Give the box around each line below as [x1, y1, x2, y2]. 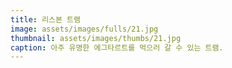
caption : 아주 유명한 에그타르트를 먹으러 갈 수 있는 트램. [10, 42, 224, 53]
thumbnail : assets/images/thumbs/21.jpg [10, 33, 182, 43]
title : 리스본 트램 [10, 14, 81, 25]
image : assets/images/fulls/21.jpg [10, 24, 159, 34]
